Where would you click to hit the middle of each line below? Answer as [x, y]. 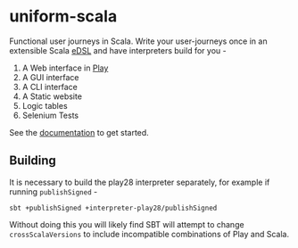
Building [33, 161]
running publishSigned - [54, 191]
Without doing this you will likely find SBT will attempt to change [127, 224]
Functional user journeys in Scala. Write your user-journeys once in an [138, 41]
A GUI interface [50, 77]
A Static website [52, 96]
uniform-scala [63, 17]
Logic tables [45, 105]
